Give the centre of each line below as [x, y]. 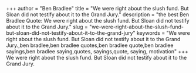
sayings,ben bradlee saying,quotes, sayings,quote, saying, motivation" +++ [97, 51]
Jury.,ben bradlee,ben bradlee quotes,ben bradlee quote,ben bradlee [90, 45]
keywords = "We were [163, 33]
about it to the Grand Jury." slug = [47, 27]
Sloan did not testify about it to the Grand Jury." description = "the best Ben [98, 14]
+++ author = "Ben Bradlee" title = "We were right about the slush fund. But [97, 8]
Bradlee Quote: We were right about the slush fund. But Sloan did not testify [98, 21]
